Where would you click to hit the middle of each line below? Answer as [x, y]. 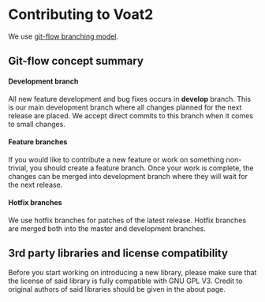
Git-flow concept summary [76, 61]
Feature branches [38, 142]
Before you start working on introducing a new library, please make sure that [132, 272]
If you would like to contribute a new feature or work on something [116, 159]
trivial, [18, 168]
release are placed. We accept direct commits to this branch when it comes [131, 115]
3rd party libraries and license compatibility [118, 254]
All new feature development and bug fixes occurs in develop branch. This [129, 99]
